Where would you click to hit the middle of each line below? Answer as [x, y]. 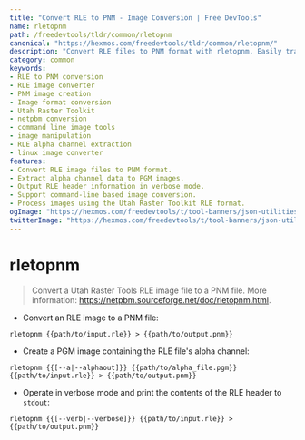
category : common [42, 60]
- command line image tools [63, 128]
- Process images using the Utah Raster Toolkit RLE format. [128, 204]
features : [28, 161]
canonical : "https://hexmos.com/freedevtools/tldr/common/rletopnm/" [144, 43]
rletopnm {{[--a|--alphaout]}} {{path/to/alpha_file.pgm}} [123, 367]
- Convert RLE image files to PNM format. [91, 170]
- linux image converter [56, 152]
